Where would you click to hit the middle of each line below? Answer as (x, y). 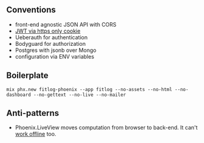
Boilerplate (27, 76)
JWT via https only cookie (48, 31)
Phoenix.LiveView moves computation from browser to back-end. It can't (106, 128)
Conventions (31, 10)
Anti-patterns (33, 113)
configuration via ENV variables (55, 56)
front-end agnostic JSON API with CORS (66, 24)
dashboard (19, 95)
